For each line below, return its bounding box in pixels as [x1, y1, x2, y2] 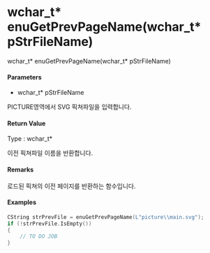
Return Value [7, 119, 46, 128]
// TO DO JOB [20, 233, 58, 240]
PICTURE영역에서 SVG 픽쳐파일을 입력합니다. [7, 102, 132, 112]
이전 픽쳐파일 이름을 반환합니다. [7, 149, 93, 158]
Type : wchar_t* [7, 135, 53, 143]
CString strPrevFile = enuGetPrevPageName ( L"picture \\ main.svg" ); [7, 213, 204, 220]
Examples [7, 198, 37, 206]
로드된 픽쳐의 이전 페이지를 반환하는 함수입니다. [7, 182, 136, 190]
